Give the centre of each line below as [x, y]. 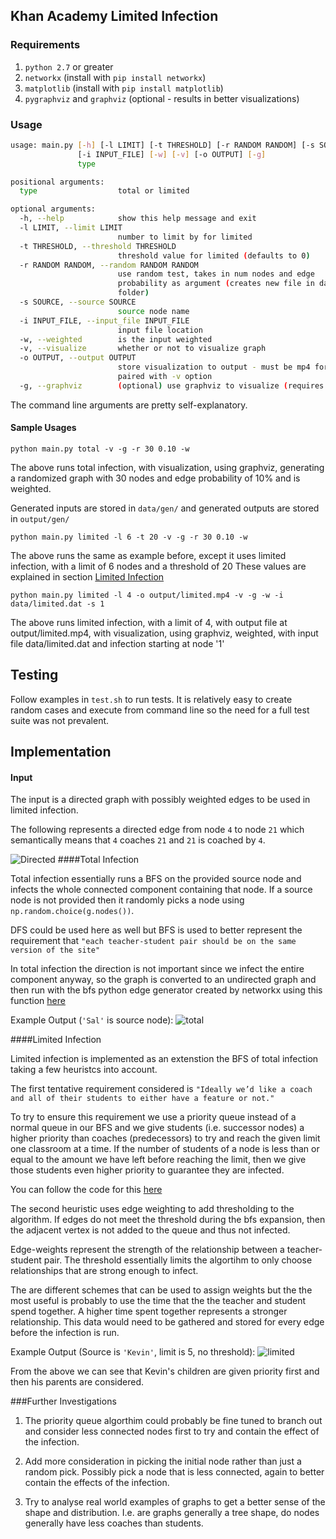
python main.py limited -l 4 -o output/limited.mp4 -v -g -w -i [147, 595]
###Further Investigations [63, 1401]
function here [38, 1001]
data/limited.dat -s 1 [57, 604]
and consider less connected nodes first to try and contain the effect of [172, 1431]
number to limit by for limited [185, 237]
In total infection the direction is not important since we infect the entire [157, 969]
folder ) [133, 293]
